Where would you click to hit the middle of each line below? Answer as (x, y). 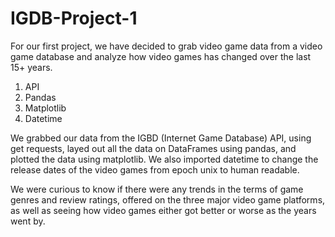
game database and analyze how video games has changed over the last (161, 56)
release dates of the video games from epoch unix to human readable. (155, 169)
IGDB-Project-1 (74, 18)
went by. (28, 221)
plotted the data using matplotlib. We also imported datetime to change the (164, 159)
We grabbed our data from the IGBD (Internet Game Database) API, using (161, 138)
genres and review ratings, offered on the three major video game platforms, (168, 199)
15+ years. (31, 67)
